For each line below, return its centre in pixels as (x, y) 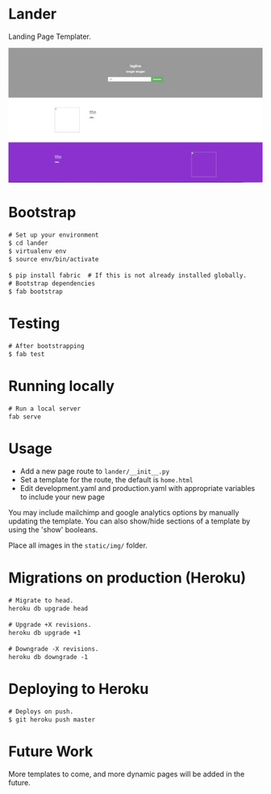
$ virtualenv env (38, 251)
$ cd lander (28, 243)
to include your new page (62, 497)
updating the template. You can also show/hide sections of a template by (129, 521)
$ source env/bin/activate (54, 259)
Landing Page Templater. (50, 36)
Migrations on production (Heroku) (127, 578)
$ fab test (27, 355)
